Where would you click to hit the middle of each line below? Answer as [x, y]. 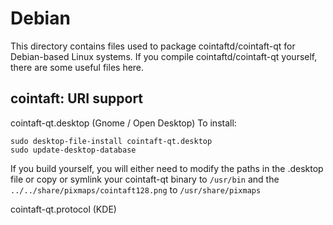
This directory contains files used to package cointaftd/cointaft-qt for [153, 46]
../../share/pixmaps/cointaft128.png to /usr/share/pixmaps [136, 189]
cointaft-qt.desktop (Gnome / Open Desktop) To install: [123, 123]
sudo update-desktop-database [73, 150]
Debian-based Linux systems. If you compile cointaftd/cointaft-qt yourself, [164, 56]
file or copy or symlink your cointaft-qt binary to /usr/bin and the [145, 179]
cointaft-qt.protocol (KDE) [63, 209]
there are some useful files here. [77, 67]
